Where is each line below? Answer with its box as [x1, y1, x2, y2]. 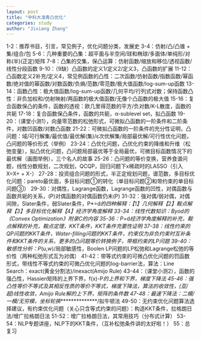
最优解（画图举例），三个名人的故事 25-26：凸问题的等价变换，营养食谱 [6, 155, 182, 163]
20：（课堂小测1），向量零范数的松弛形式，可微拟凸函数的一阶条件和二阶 [6, 118, 183, 125]
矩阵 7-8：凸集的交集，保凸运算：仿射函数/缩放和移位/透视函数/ [35, 58, 193, 65]
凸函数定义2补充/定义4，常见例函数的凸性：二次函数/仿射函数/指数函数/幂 [6, 73, 188, 80]
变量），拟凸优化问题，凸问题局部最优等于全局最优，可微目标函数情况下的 [11, 148, 193, 155]
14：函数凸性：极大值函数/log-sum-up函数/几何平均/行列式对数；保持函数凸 [6, 88, 193, 95]
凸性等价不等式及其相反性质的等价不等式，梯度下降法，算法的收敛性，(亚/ [6, 282, 188, 290]
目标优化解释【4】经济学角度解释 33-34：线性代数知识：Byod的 [30, 207, 190, 215]
